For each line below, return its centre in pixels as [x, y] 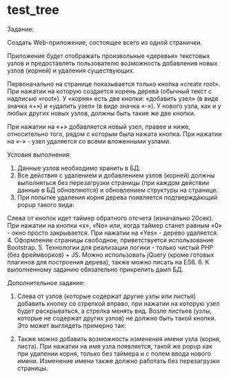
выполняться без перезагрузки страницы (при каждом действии [113, 182]
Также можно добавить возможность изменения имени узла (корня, [119, 339]
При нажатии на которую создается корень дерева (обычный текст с [110, 91]
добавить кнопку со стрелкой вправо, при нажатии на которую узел [118, 303]
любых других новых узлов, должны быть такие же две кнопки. [101, 113]
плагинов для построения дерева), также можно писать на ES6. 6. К [108, 262]
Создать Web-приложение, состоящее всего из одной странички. [104, 42]
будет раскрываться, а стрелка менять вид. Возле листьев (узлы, [114, 311]
